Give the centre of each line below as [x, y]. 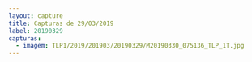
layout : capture [36, 16]
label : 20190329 [36, 31]
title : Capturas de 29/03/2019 [61, 23]
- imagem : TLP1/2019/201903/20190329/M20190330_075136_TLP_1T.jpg [130, 46]
